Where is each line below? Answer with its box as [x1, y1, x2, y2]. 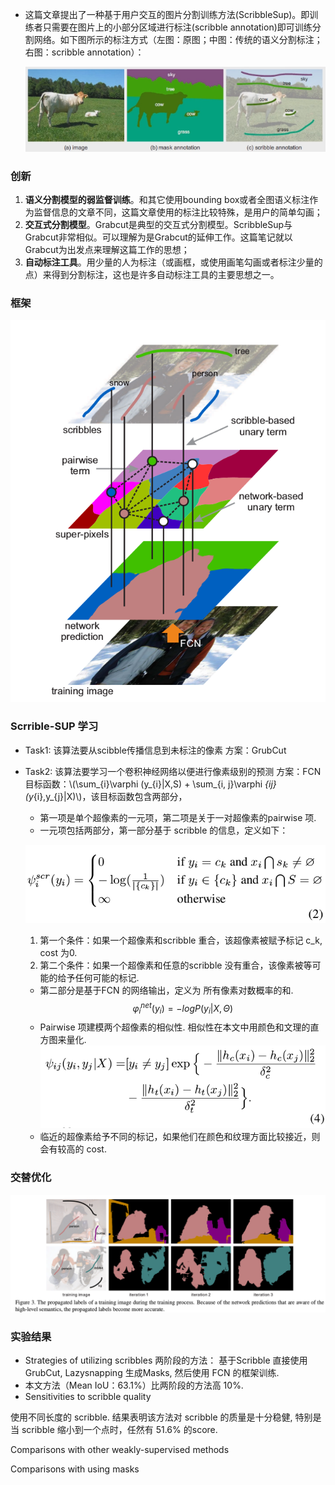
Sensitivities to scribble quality [24, 1391, 152, 1403]
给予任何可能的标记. [57, 971, 140, 983]
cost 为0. [39, 946, 78, 958]
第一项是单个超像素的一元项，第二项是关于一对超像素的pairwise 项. [39, 811, 317, 823]
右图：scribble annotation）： [24, 46, 145, 58]
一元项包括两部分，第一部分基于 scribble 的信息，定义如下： [39, 824, 289, 836]
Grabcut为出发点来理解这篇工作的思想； [24, 244, 190, 256]
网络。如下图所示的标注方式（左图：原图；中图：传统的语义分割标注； [33, 34, 323, 45]
